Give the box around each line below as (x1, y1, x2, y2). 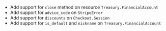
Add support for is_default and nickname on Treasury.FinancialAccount (10, 20, 161, 26)
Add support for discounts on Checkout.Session (10, 15, 110, 20)
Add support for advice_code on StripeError (10, 9, 103, 15)
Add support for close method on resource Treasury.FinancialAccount (10, 4, 159, 10)
